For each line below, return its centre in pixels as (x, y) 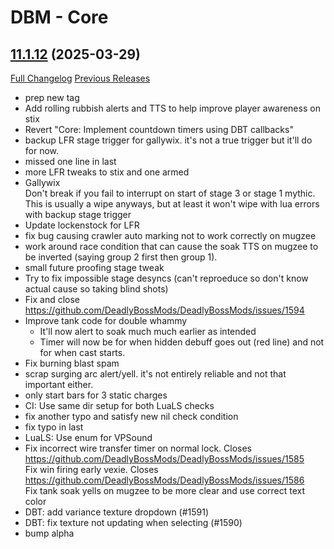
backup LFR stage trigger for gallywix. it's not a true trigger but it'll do (168, 140)
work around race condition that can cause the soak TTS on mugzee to (171, 246)
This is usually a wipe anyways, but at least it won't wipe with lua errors (172, 204)
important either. (59, 384)
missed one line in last (70, 161)
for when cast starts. (82, 352)
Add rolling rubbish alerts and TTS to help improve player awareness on (172, 108)
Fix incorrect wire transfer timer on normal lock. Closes (138, 448)
